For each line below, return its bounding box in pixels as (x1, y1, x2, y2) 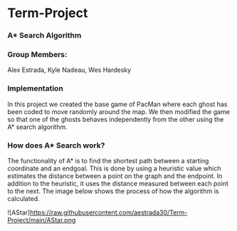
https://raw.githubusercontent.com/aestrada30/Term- (29, 208, 188, 217)
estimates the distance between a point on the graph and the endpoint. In (7, 172, 223, 180)
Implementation (7, 83, 64, 93)
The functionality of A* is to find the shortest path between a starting (7, 157, 209, 165)
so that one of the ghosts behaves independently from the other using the (7, 115, 224, 123)
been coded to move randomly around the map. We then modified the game (7, 107, 230, 115)
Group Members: (7, 50, 68, 60)
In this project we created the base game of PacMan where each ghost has (7, 100, 228, 108)
